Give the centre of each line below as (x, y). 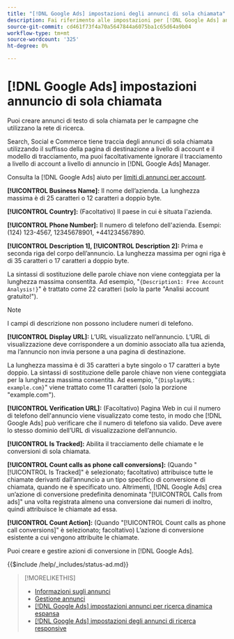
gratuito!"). (23, 296)
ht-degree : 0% (28, 46)
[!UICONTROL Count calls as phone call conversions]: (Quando (100, 464)
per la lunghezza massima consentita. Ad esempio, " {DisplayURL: (101, 379)
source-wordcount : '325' (43, 40)
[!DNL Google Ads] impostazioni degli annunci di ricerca (115, 621)
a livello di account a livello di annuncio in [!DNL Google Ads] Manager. (109, 164)
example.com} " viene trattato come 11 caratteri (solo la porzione (97, 387)
